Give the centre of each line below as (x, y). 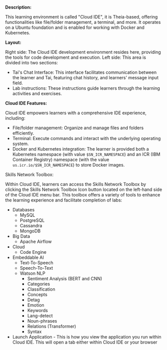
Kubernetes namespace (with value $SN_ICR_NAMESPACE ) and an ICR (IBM (86, 154)
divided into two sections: (32, 63)
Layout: (13, 42)
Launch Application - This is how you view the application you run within (87, 337)
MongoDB (30, 231)
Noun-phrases (42, 321)
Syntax (34, 332)
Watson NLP (33, 273)
